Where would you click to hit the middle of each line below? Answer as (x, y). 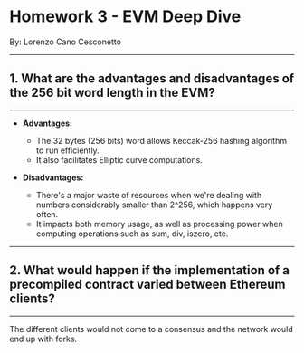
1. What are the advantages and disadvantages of (152, 79)
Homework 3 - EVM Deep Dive (125, 17)
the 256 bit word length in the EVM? (112, 93)
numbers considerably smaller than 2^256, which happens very (154, 205)
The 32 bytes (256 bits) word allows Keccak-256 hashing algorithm (161, 140)
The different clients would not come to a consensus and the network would (152, 329)
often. (47, 214)
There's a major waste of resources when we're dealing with (149, 195)
